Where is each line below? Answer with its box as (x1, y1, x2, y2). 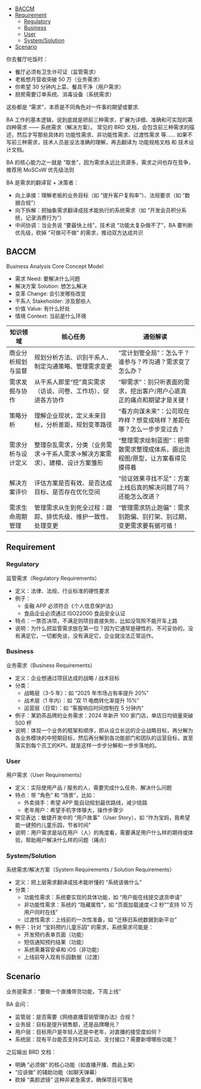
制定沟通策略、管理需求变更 (34, 362, 112, 370)
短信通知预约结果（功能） (23, 939, 87, 946)
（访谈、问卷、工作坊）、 (34, 387, 103, 395)
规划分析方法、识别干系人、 (34, 353, 112, 361)
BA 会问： (6, 1000, 31, 1008)
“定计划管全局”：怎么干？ (118, 348, 190, 357)
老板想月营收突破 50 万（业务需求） (14, 76, 103, 83)
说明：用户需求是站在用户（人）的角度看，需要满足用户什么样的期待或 (14, 829, 188, 836)
